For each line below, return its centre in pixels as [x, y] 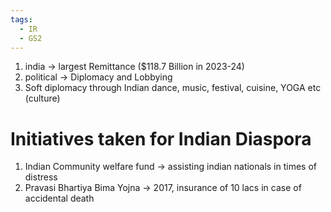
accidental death [59, 198]
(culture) [42, 98]
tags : [21, 19]
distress [41, 177]
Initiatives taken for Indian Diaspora [161, 138]
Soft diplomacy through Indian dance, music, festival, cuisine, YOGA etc [173, 88]
